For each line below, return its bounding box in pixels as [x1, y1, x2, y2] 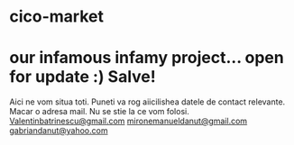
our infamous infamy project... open [9, 48, 284, 68]
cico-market [9, 6, 105, 27]
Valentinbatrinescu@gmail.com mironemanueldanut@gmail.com [9, 115, 248, 127]
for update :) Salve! [9, 67, 156, 87]
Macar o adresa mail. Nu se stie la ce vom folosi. [9, 106, 189, 117]
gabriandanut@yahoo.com [9, 125, 108, 136]
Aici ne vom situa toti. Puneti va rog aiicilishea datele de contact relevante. [9, 96, 286, 107]
